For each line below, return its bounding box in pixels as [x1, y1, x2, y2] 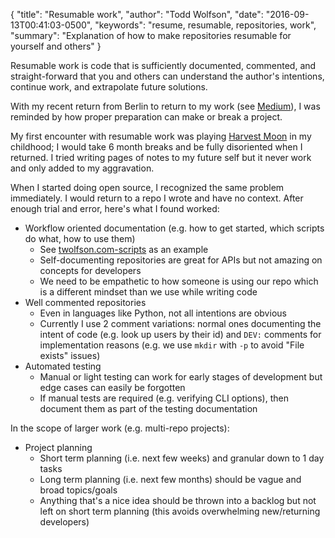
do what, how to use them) [24, 233, 136, 244]
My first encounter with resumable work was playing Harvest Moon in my [10, 130, 312, 142]
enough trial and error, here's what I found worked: [10, 203, 220, 214]
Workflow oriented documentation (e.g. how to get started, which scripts [24, 222, 325, 234]
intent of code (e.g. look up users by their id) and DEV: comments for [39, 329, 322, 340]
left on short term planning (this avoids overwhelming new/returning [39, 505, 321, 517]
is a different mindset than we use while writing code [39, 286, 258, 298]
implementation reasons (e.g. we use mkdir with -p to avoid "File [39, 339, 305, 351]
